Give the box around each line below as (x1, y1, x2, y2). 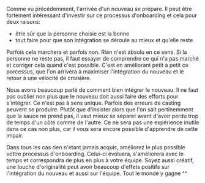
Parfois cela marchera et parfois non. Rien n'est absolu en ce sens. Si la (6, 48, 187, 56)
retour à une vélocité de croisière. (6, 75, 92, 81)
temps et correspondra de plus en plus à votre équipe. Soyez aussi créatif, (6, 157, 194, 164)
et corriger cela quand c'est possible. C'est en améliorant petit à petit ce (6, 61, 188, 69)
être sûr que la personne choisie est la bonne (15, 30, 130, 37)
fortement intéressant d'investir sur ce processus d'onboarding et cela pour (6, 12, 197, 19)
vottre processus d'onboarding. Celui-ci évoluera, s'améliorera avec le (6, 150, 184, 157)
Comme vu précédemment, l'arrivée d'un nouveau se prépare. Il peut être (6, 6, 192, 12)
